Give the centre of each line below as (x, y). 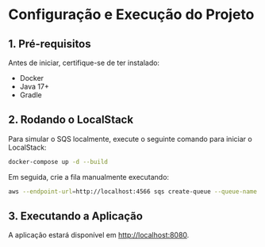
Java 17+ (34, 86)
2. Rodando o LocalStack (71, 120)
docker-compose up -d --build (58, 161)
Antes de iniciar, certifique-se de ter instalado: (84, 63)
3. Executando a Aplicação (75, 216)
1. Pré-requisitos (50, 44)
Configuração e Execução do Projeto (131, 15)
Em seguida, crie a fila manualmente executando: (88, 177)
